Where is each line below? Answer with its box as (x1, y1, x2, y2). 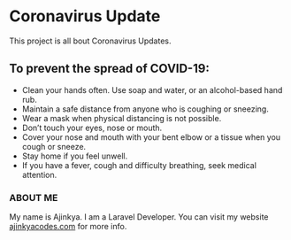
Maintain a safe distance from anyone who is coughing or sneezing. (21, 104, 270, 114)
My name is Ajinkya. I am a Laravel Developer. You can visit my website (9, 212, 269, 222)
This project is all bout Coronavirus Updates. (9, 35, 172, 46)
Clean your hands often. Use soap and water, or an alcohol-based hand (21, 84, 283, 95)
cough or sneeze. (21, 141, 87, 151)
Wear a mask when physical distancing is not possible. (21, 112, 222, 123)
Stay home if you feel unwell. (21, 151, 128, 161)
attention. (21, 169, 57, 180)
